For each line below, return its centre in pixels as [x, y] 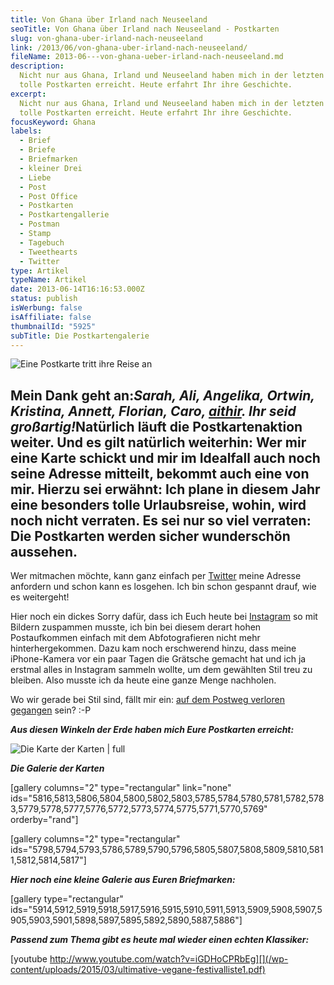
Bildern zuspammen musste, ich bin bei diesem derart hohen [136, 627]
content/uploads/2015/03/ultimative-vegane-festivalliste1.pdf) [138, 970]
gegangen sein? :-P [51, 710]
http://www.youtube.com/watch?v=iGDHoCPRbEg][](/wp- [169, 959]
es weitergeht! [40, 597]
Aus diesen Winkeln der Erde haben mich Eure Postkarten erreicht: [152, 730]
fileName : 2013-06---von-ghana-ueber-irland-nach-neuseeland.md [147, 57]
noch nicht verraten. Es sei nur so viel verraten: [161, 520]
